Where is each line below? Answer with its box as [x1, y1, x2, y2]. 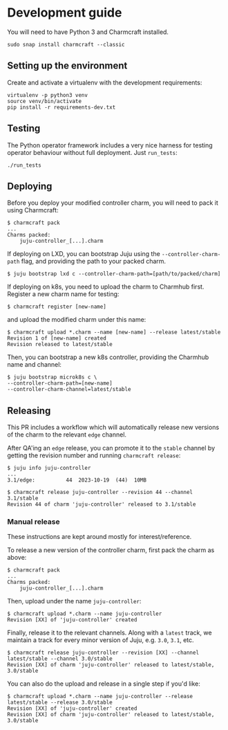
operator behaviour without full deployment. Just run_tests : [7, 148, 178, 156]
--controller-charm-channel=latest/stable [7, 386, 131, 393]
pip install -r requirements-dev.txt [7, 104, 116, 111]
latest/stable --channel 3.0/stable [7, 655, 113, 662]
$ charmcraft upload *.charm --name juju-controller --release [7, 693, 193, 700]
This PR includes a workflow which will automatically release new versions [7, 423, 220, 432]
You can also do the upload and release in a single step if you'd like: [7, 679, 200, 688]
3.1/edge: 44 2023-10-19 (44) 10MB [7, 477, 147, 484]
